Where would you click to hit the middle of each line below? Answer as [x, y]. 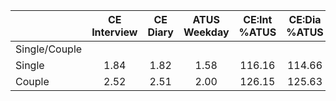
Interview [114, 32]
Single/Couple [49, 49]
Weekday [206, 32]
